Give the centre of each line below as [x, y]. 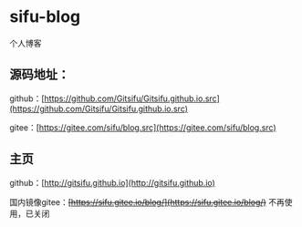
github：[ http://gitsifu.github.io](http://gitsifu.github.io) [113, 182]
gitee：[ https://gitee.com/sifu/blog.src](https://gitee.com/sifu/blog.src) [143, 127]
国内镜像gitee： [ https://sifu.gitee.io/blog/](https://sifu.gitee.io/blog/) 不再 [147, 201]
